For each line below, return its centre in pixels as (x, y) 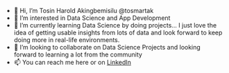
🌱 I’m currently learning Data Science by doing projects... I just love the (115, 25)
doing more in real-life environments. (67, 40)
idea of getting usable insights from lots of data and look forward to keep (118, 32)
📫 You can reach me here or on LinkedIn (73, 62)
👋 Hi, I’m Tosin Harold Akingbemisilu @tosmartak (84, 11)
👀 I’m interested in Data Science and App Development (92, 18)
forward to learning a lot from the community (78, 54)
